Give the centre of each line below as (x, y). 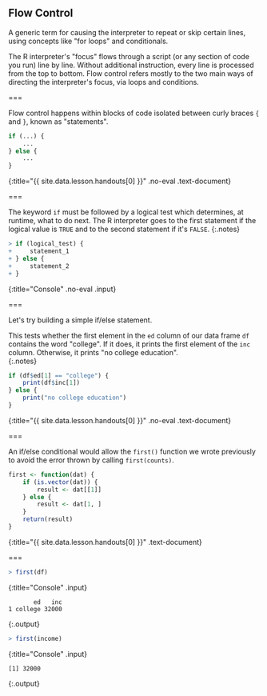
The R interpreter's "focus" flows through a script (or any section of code (129, 56)
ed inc (48, 602)
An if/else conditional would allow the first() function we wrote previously (132, 451)
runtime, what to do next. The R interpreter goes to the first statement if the (132, 221)
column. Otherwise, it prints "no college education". (93, 352)
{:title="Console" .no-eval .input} (62, 289)
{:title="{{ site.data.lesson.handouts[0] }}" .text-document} (105, 542)
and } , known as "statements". (58, 121)
